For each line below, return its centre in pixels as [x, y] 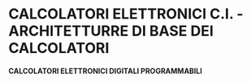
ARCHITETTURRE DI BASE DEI [111, 31]
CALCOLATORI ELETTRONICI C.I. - [126, 14]
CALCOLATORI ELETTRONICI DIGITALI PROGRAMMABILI [106, 71]
